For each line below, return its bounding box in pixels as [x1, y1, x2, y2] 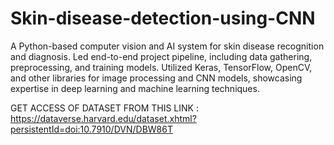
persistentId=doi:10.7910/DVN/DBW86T [10, 123, 173, 135]
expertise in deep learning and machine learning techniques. [10, 82, 260, 94]
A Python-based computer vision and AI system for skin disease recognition [10, 40, 325, 52]
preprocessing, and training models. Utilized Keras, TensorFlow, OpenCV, [10, 61, 313, 73]
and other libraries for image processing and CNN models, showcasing [10, 72, 303, 84]
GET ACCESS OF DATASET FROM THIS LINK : [10, 102, 199, 114]
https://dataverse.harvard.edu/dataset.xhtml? [10, 112, 197, 124]
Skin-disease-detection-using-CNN [10, 7, 316, 30]
